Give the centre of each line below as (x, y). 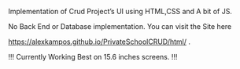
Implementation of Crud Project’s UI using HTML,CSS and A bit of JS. (120, 11)
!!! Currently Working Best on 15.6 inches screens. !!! (93, 57)
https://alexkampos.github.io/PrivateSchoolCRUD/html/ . (100, 42)
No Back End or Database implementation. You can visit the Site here (120, 26)
